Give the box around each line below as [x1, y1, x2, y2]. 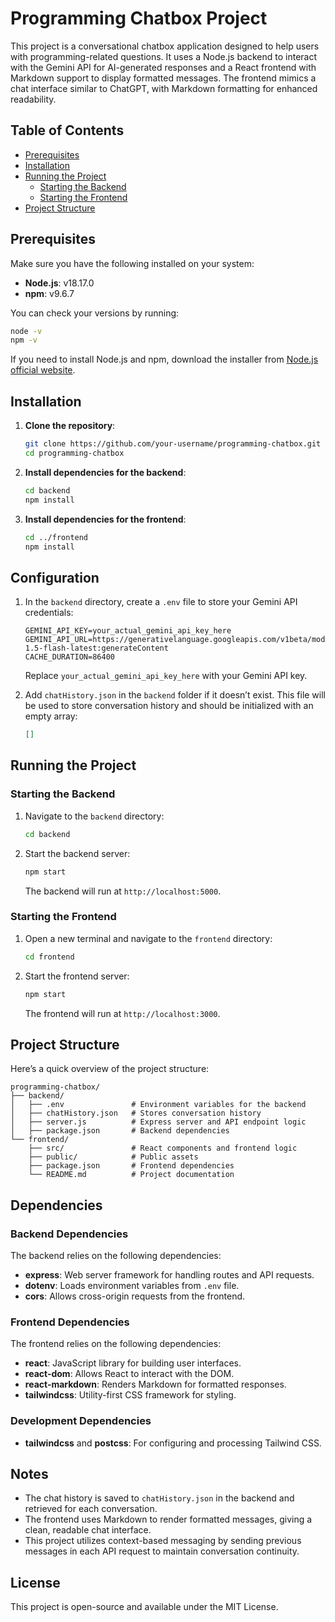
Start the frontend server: [24, 970, 130, 982]
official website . [10, 364, 76, 376]
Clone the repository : [24, 420, 116, 432]
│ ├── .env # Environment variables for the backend [10, 1100, 307, 1110]
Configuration [10, 569, 100, 586]
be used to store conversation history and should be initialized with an [24, 700, 314, 712]
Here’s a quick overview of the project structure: [10, 1063, 210, 1075]
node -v [10, 326, 43, 336]
